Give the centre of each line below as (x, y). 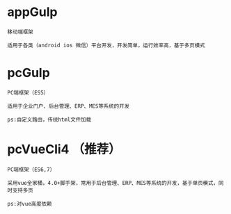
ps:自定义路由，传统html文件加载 (49, 120)
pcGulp (29, 73)
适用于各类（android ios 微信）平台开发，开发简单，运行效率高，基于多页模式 (106, 45)
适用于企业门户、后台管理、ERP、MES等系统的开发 (69, 106)
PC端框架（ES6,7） (31, 170)
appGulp (32, 12)
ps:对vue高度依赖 (30, 204)
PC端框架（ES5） (28, 92)
